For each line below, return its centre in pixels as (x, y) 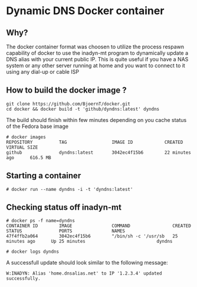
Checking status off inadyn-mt (64, 207)
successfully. (24, 279)
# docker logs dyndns (33, 252)
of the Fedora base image (37, 126)
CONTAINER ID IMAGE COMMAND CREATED (99, 226)
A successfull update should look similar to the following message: (87, 263)
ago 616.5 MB (29, 157)
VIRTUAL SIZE (22, 147)
